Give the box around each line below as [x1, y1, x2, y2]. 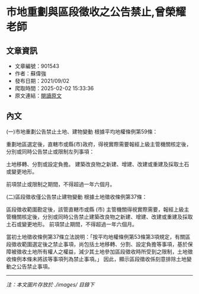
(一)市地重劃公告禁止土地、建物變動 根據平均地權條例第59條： [6, 128, 158, 135]
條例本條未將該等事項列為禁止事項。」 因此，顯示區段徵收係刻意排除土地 [11, 255, 187, 263]
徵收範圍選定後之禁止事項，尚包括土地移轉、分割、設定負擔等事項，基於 [11, 241, 188, 248]
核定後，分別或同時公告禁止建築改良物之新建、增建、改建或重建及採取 [21, 213, 193, 220]
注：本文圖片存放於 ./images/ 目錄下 [6, 281, 95, 288]
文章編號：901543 [14, 63, 60, 69]
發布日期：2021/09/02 [14, 78, 70, 84]
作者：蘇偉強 [14, 70, 46, 77]
